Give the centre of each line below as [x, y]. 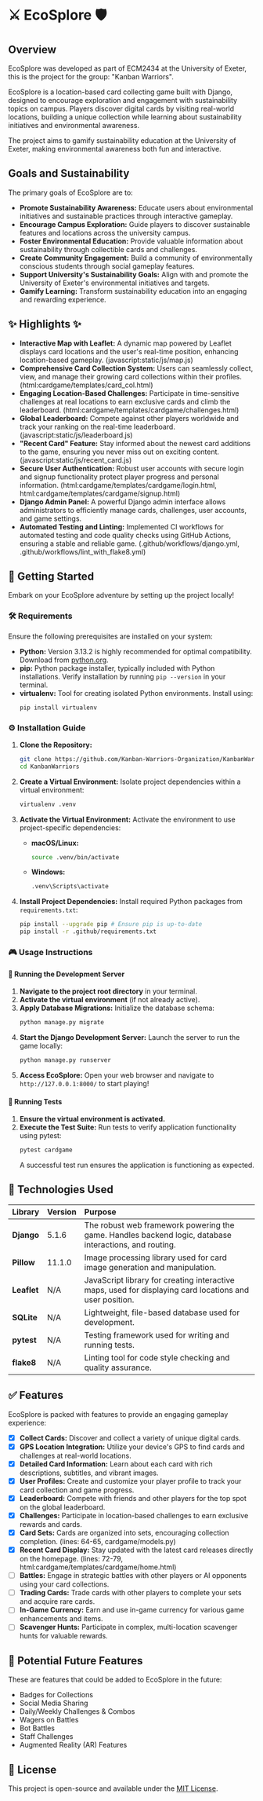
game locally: [41, 1046]
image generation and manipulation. [150, 1267]
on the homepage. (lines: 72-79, [71, 1559]
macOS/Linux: [55, 843]
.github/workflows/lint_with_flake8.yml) [83, 551]
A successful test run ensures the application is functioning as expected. [137, 1165]
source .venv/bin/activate [75, 857]
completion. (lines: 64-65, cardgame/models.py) [97, 1542]
